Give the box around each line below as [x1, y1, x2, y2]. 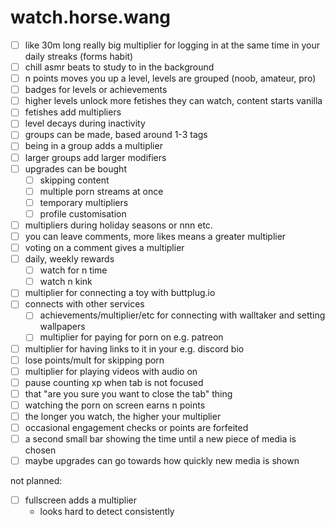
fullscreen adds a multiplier [24, 494, 138, 506]
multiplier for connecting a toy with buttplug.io [24, 287, 216, 299]
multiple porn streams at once [39, 185, 164, 197]
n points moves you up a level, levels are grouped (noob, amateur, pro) [24, 72, 317, 85]
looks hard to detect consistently [39, 506, 175, 518]
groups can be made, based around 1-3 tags [24, 129, 208, 141]
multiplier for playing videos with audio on [24, 365, 198, 377]
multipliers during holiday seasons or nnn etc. [24, 219, 213, 231]
